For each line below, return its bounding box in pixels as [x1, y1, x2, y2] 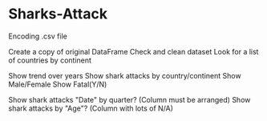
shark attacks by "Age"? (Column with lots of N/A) [8, 103, 174, 113]
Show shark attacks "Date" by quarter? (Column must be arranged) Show [8, 95, 251, 104]
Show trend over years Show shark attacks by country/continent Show [8, 71, 242, 80]
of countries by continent [8, 55, 92, 65]
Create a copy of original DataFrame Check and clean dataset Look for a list [8, 46, 259, 56]
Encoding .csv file [8, 31, 68, 41]
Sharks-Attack [8, 5, 108, 23]
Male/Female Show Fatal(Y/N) [8, 79, 107, 89]
